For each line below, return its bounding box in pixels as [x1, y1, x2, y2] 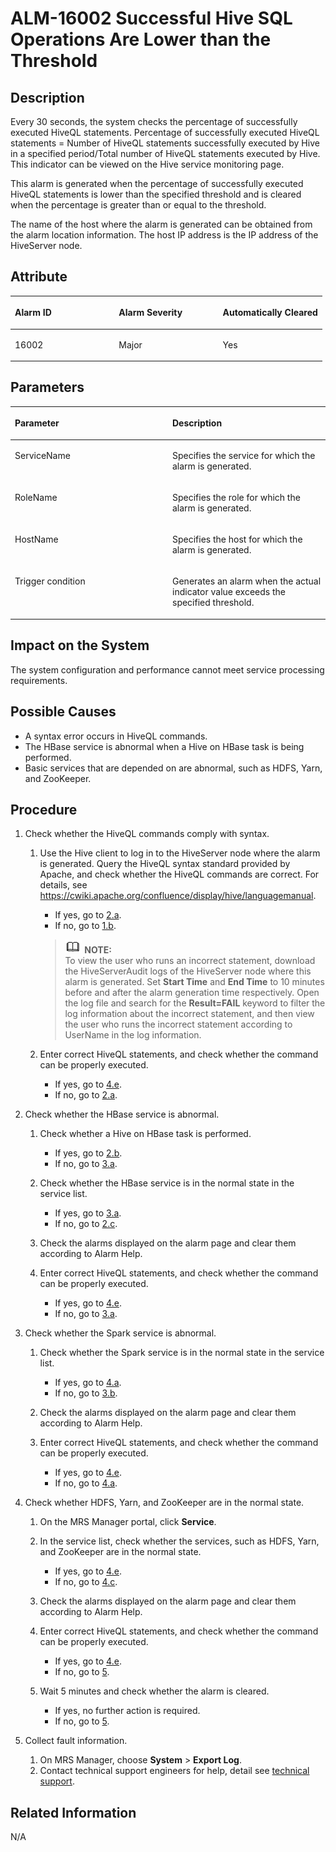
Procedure [10, 801, 78, 818]
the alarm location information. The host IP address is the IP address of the [10, 229, 319, 241]
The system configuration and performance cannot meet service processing [10, 663, 325, 676]
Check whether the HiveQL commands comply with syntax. [24, 828, 270, 840]
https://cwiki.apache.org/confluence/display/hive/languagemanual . [39, 890, 317, 902]
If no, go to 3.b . [54, 1387, 118, 1399]
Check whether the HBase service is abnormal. [24, 1108, 220, 1121]
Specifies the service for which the [172, 449, 316, 461]
